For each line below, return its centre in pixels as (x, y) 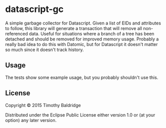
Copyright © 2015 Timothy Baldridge (43, 105)
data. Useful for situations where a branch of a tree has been (92, 33)
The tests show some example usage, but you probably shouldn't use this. (82, 77)
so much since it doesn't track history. (44, 49)
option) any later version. (31, 120)
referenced (17, 33)
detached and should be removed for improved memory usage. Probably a (82, 39)
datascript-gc (34, 9)
